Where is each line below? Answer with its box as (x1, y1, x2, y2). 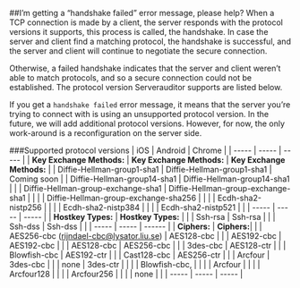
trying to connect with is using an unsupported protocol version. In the (9, 109, 270, 119)
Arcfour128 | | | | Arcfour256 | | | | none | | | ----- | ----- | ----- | (9, 268, 244, 279)
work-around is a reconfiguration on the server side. (9, 128, 202, 138)
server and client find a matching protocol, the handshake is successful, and (9, 36, 291, 47)
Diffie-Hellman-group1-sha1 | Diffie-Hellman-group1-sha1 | (57, 165, 272, 174)
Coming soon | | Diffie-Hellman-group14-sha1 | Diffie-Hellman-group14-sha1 (9, 174, 290, 184)
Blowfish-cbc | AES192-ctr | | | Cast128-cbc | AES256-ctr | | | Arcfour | (9, 250, 270, 260)
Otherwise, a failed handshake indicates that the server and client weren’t (9, 63, 281, 73)
